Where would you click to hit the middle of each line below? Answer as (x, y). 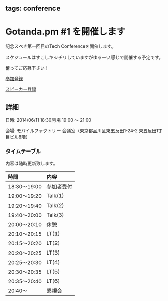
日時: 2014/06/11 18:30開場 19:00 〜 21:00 (48, 120)
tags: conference (33, 8)
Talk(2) (55, 206)
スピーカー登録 (21, 89)
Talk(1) (55, 196)
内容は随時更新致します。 (32, 163)
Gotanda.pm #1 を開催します (65, 32)
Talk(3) (55, 215)
